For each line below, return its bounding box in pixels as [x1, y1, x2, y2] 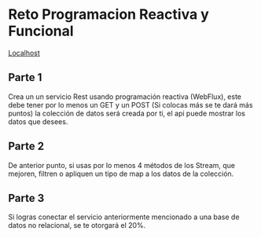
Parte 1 [8, 71, 42, 84]
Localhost [8, 48, 41, 57]
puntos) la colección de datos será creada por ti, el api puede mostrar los [8, 108, 246, 118]
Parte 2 [8, 140, 45, 153]
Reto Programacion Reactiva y [8, 5, 210, 24]
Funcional [8, 22, 74, 40]
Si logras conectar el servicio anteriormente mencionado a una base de [8, 212, 240, 222]
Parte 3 [8, 191, 45, 205]
